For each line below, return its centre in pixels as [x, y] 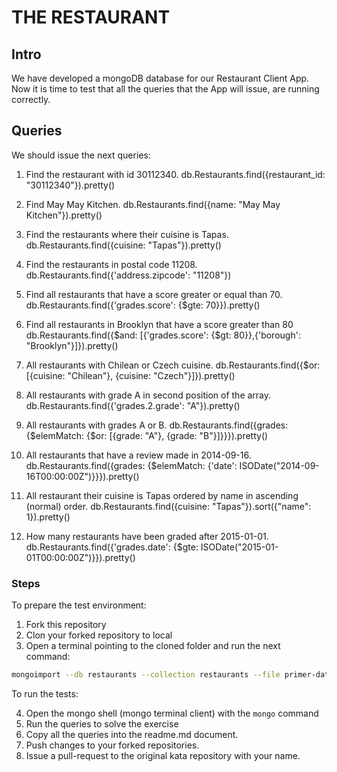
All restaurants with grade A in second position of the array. [148, 395]
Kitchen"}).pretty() [64, 215]
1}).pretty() [48, 517]
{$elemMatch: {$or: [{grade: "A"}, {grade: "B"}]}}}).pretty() [147, 435]
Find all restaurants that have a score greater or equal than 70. [154, 294]
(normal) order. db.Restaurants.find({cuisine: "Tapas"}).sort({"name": [168, 506]
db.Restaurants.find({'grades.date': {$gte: [112, 547]
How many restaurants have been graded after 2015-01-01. [147, 536]
